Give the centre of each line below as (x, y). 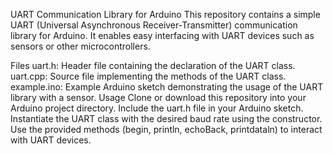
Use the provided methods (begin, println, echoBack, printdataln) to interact (166, 129)
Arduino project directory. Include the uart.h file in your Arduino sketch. (157, 108)
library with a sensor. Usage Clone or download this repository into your (158, 97)
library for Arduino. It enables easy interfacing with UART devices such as (162, 35)
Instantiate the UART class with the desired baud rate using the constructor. (166, 118)
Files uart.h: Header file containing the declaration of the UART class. (153, 65)
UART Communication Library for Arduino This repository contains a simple (165, 14)
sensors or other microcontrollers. (80, 46)
